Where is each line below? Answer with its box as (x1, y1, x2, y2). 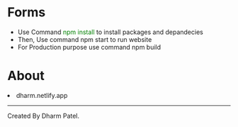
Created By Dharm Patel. (7, 111, 80, 120)
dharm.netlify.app (16, 91, 68, 99)
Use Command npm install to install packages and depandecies (17, 28, 203, 36)
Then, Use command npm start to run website (17, 35, 152, 43)
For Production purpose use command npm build (17, 43, 161, 51)
